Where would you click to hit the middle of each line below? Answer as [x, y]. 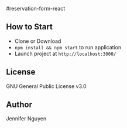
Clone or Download [38, 41]
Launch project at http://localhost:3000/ [65, 53]
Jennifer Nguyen [26, 119]
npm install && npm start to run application [68, 47]
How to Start [29, 27]
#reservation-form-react [36, 9]
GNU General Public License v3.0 [46, 86]
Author [19, 105]
